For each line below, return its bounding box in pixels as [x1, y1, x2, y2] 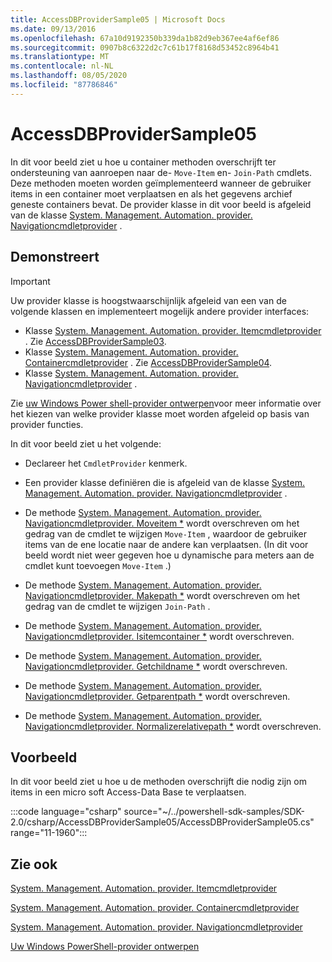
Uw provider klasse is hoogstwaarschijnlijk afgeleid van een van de [10, 294, 287, 306]
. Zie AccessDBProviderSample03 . [24, 335, 167, 347]
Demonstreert [10, 249, 100, 266]
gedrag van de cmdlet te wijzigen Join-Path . [24, 600, 211, 612]
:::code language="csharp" [10, 806, 122, 818]
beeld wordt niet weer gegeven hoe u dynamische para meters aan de [24, 549, 315, 561]
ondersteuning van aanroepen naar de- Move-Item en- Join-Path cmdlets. [10, 166, 312, 178]
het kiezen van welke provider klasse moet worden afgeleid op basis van [10, 407, 310, 420]
